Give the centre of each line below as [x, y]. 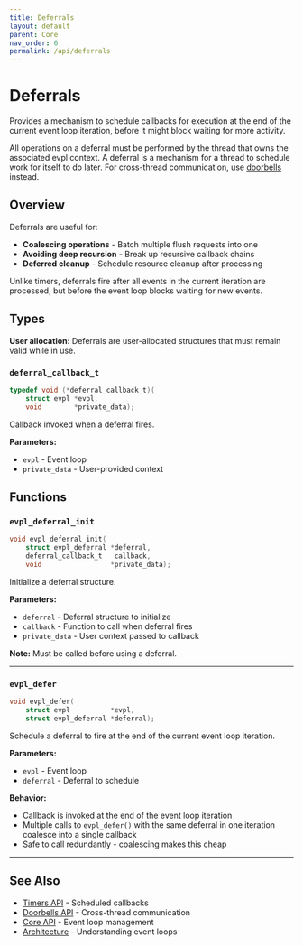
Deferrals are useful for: [54, 227]
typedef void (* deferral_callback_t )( [82, 390]
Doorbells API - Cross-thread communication [106, 912]
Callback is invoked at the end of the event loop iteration [127, 815]
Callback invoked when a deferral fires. [82, 424]
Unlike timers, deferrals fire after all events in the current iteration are [138, 281]
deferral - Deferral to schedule [81, 780]
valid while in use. [43, 350]
